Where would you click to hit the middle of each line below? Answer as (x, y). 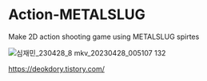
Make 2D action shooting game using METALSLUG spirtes (104, 37)
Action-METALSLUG (77, 15)
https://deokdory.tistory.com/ (57, 68)
